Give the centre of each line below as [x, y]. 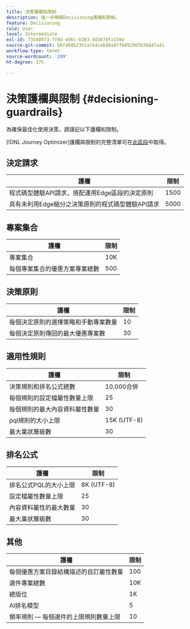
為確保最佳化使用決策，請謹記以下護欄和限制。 [64, 129]
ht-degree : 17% [25, 62]
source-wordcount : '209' [37, 56]
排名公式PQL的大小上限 [42, 485]
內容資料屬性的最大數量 [43, 507]
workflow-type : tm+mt [33, 51]
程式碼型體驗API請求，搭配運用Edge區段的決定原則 [82, 193]
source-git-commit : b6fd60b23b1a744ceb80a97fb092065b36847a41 [85, 46]
